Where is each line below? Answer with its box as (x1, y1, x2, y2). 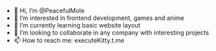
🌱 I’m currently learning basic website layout (13, 21, 141, 29)
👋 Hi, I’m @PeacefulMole (13, 7, 85, 14)
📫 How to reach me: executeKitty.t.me (13, 37, 125, 44)
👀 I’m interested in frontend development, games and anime (13, 14, 185, 22)
